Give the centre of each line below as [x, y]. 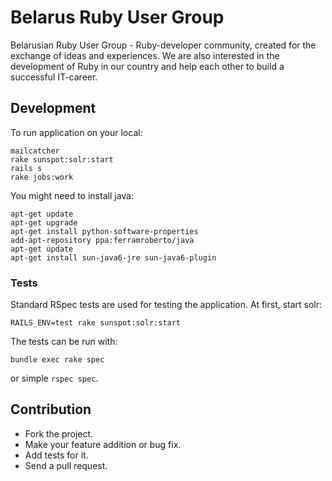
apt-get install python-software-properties [104, 231]
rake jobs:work [42, 177]
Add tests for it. [56, 455]
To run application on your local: [76, 132]
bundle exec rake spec [57, 360]
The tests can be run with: [64, 342]
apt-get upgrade [44, 222]
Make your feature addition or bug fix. [103, 444]
